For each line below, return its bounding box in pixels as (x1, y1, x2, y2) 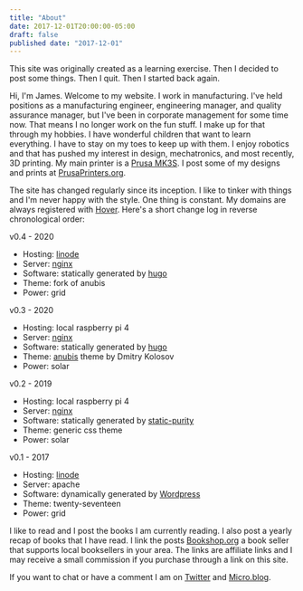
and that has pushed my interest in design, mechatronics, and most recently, (9, 148, 295, 159)
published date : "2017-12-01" (9, 38, 124, 48)
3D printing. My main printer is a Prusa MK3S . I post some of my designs (9, 157, 280, 168)
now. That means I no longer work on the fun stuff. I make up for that (9, 119, 265, 130)
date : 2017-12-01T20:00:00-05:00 (9, 22, 136, 31)
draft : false (9, 30, 59, 39)
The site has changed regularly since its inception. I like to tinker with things (9, 185, 292, 195)
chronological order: (9, 214, 85, 224)
